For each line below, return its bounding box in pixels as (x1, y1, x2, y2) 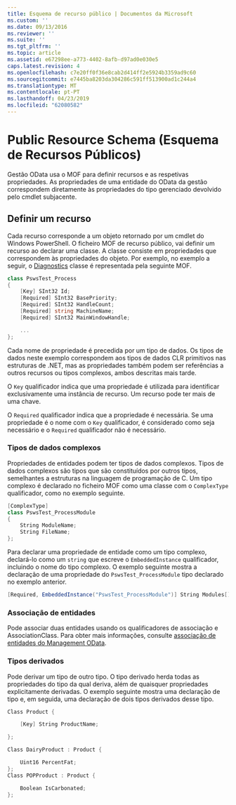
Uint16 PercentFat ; (20, 759, 77, 766)
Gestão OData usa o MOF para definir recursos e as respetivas (7, 170, 189, 178)
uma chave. (7, 397, 41, 405)
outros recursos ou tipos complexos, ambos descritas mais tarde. (7, 368, 197, 377)
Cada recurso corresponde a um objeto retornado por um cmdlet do (7, 231, 204, 240)
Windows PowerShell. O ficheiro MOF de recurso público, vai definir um (7, 239, 216, 247)
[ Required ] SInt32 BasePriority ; (20, 294, 118, 302)
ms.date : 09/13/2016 (7, 23, 68, 30)
